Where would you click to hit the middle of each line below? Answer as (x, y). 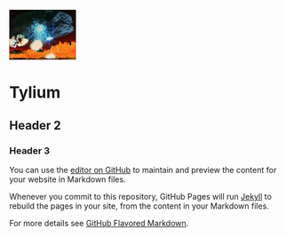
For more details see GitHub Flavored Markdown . (99, 223)
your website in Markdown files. (68, 179)
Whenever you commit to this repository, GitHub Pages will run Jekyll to (141, 196)
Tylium (35, 93)
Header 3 (30, 150)
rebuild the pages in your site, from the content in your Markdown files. (139, 206)
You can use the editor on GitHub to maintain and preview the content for (143, 170)
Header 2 (36, 125)
